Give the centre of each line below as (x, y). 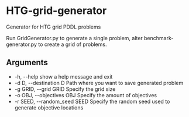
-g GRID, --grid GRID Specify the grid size (65, 89)
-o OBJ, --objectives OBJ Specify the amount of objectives (85, 95)
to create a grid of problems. (72, 44)
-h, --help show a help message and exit (63, 76)
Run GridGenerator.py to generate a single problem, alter (75, 38)
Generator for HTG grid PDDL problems (54, 27)
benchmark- (159, 38)
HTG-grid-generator (56, 11)
